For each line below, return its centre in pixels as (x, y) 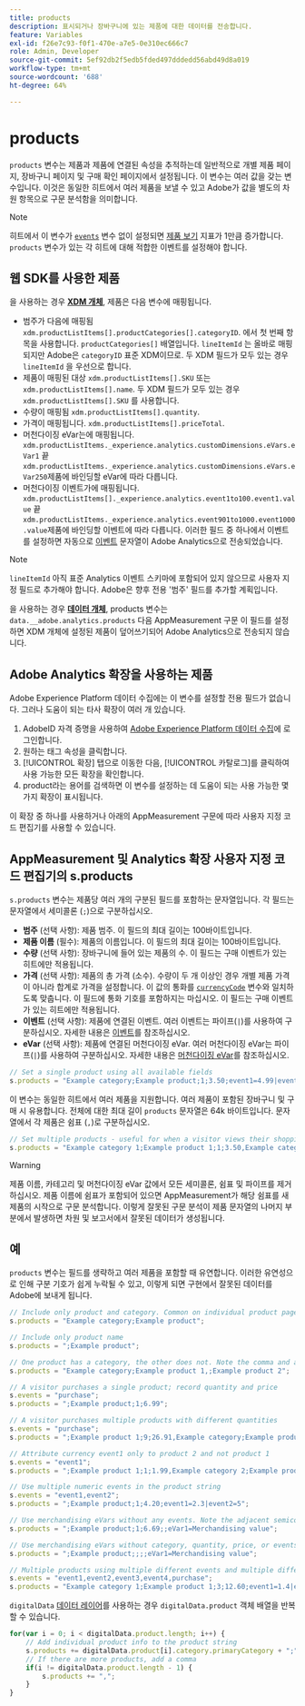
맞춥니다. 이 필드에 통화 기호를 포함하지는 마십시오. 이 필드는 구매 (154, 998)
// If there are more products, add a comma (111, 1659)
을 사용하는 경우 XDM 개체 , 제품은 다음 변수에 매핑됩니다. (110, 302)
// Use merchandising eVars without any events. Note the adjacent (140, 1521)
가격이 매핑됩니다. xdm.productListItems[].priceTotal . (123, 423)
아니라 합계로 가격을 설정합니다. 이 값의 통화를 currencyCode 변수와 (151, 987)
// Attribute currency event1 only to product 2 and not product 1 (140, 1453)
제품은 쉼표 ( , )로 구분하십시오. (97, 1122)
